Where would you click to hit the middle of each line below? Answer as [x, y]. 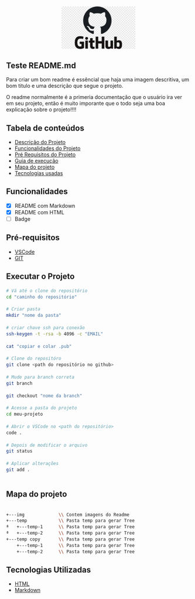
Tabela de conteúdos [45, 128]
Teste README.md [41, 65]
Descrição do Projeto [40, 142]
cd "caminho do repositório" [42, 297]
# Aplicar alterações [32, 464]
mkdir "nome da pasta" [34, 316]
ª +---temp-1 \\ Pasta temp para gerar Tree [70, 527]
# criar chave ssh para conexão [45, 328]
